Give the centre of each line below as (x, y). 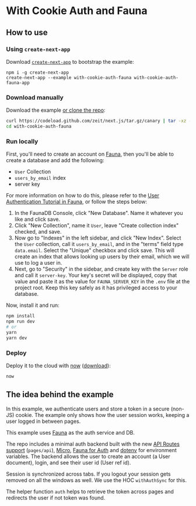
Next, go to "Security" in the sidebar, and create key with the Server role (101, 269)
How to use (27, 33)
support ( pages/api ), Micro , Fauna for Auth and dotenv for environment (91, 450)
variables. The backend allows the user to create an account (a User (88, 456)
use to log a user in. (38, 263)
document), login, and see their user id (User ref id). (69, 462)
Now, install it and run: (33, 305)
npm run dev (20, 322)
